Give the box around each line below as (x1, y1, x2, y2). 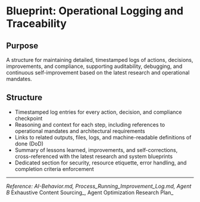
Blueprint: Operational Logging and (6, 4, 183, 18)
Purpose (6, 41, 39, 51)
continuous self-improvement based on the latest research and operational (6, 69, 190, 76)
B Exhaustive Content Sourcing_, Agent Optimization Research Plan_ (6, 189, 174, 196)
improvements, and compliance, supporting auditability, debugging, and (6, 63, 183, 70)
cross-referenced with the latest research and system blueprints (14, 153, 173, 160)
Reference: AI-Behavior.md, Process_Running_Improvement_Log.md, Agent (6, 182, 192, 189)
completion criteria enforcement (14, 165, 94, 172)
